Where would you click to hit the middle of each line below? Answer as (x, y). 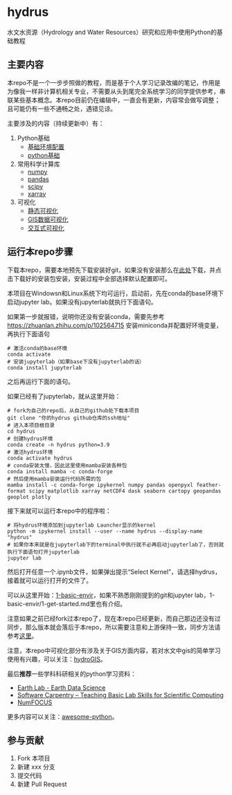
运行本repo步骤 (40, 252)
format (17, 491)
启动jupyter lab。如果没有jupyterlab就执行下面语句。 (82, 302)
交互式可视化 (46, 228)
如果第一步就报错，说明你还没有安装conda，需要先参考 (86, 316)
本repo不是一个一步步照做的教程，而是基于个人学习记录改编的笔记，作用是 (114, 82)
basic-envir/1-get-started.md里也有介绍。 (67, 603)
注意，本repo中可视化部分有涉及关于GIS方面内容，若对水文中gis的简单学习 (114, 650)
